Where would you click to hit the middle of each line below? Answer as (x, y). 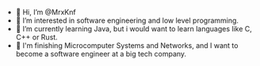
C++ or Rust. (36, 37)
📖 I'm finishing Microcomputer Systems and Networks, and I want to (127, 46)
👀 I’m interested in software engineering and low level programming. (127, 20)
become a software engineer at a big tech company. (101, 54)
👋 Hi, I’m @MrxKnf (46, 12)
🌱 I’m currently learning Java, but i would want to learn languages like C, (134, 29)
